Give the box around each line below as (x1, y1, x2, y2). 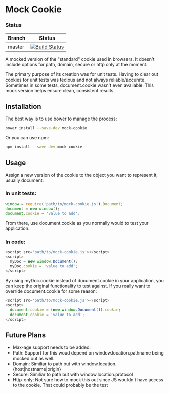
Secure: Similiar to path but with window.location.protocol (12, 371, 133, 377)
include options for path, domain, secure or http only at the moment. (5, 62, 148, 68)
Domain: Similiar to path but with (12, 361, 81, 367)
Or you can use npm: (5, 135, 49, 141)
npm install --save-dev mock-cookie (5, 144, 82, 150)
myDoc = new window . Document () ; (10, 259, 78, 264)
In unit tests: (5, 190, 37, 197)
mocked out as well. (12, 355, 55, 361)
